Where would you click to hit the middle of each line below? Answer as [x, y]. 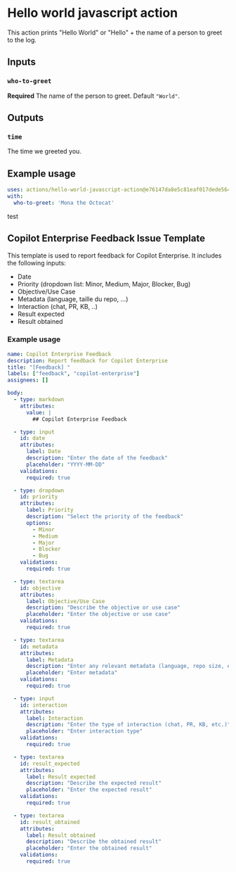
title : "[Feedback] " [39, 367]
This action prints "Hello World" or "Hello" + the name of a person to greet [115, 32]
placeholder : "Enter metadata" [72, 673]
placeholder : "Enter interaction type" [84, 731]
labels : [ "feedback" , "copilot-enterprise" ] [73, 374]
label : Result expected [61, 777]
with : [15, 196]
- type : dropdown [39, 491]
